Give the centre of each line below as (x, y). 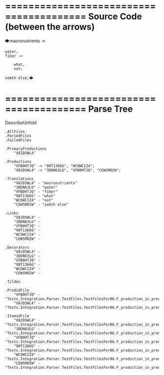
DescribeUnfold (21, 123)
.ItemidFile (17, 316)
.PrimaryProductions (26, 149)
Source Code (115, 16)
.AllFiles (15, 131)
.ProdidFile (17, 290)
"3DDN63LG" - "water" (36, 187)
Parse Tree (111, 109)
